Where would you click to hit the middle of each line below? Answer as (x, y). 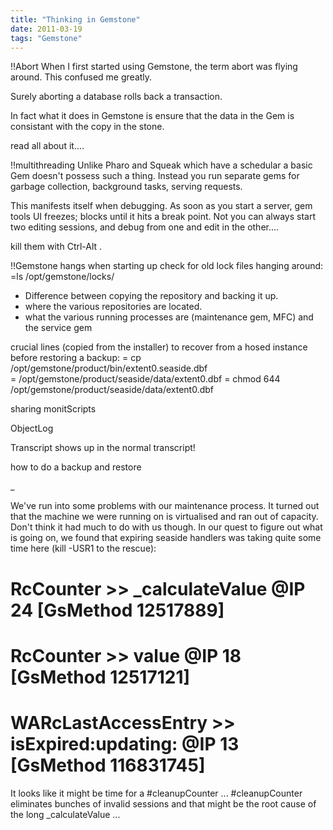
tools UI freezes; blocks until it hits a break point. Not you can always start (163, 217)
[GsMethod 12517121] (100, 677)
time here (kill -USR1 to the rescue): (83, 548)
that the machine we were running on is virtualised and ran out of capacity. (164, 517)
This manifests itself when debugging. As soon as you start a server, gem (161, 206)
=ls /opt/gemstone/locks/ (62, 277)
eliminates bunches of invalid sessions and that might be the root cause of (163, 803)
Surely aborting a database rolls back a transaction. (116, 97)
